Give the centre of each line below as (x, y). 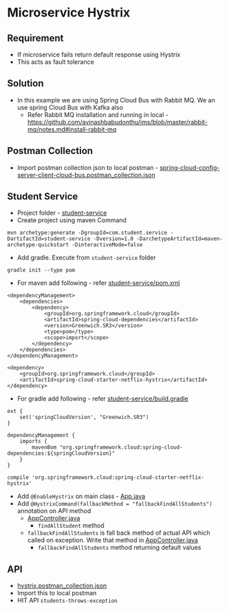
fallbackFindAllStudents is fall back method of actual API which (119, 533)
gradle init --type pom (41, 270)
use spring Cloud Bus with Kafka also (70, 107)
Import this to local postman (57, 593)
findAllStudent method (71, 526)
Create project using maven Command (72, 220)
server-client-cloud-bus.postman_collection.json (86, 175)
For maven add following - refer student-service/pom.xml (98, 283)
